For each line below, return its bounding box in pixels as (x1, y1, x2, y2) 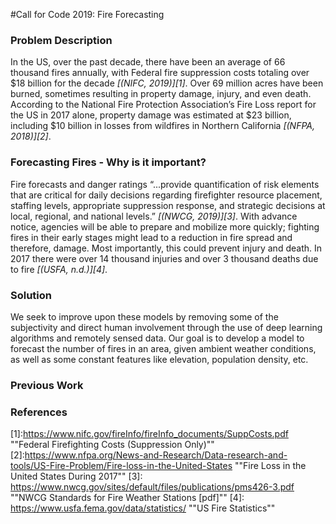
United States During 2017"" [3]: (10, 470, 143, 483)
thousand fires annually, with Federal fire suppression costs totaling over (10, 67, 310, 79)
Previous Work (10, 378, 84, 392)
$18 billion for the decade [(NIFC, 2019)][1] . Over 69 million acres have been (10, 77, 324, 89)
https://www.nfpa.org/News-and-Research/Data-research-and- (24, 449, 288, 461)
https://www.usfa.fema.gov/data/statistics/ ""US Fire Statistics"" (10, 502, 276, 514)
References (10, 405, 68, 419)
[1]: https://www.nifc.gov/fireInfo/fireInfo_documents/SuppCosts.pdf (10, 428, 289, 440)
